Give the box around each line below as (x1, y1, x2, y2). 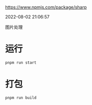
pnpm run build (5, 95, 37, 100)
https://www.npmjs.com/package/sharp (5, 4, 87, 10)
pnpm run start (5, 60, 37, 65)
